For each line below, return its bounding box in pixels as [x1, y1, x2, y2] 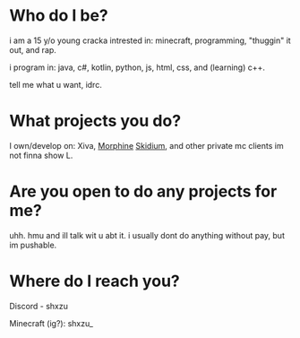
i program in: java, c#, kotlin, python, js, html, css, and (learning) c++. [9, 62, 266, 73]
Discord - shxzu [9, 300, 69, 311]
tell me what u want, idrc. [9, 79, 103, 90]
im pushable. [9, 239, 57, 250]
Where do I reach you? [9, 271, 181, 291]
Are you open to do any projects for [9, 181, 278, 202]
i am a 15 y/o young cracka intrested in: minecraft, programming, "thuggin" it [9, 35, 291, 46]
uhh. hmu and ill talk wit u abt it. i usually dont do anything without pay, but [9, 230, 285, 240]
